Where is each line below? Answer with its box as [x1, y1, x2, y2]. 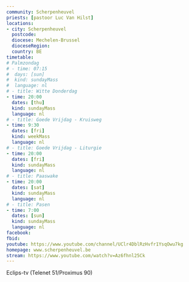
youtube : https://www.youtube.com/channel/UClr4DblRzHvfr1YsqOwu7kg [6, 241, 184, 247]
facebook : [6, 230, 32, 236]
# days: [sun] [6, 71, 45, 77]
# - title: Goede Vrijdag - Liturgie [6, 144, 102, 151]
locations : [6, 20, 34, 26]
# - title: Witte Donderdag [6, 88, 78, 94]
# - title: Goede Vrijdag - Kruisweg [6, 116, 102, 122]
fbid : [6, 235, 20, 241]
